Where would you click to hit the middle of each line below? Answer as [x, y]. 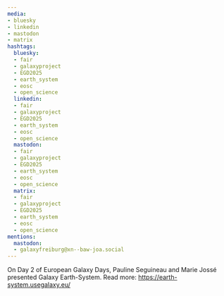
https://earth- [158, 277]
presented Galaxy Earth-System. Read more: [72, 277]
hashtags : [22, 47]
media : [17, 14]
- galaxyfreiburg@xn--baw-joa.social [69, 250]
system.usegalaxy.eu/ [39, 285]
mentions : [22, 237]
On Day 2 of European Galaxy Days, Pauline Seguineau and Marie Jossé [112, 270]
